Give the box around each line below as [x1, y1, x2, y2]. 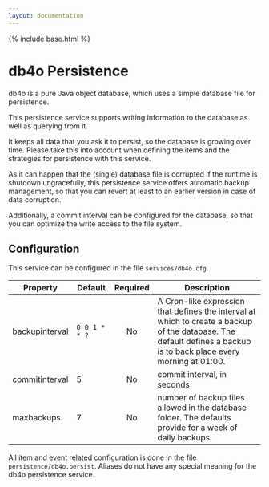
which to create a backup [157, 316, 253, 327]
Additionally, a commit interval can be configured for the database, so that [8, 210, 254, 220]
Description [183, 282, 231, 294]
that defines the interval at [157, 306, 256, 317]
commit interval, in [157, 369, 227, 380]
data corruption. [8, 194, 62, 205]
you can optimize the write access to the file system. [8, 218, 183, 229]
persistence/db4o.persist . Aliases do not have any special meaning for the [8, 461, 257, 471]
